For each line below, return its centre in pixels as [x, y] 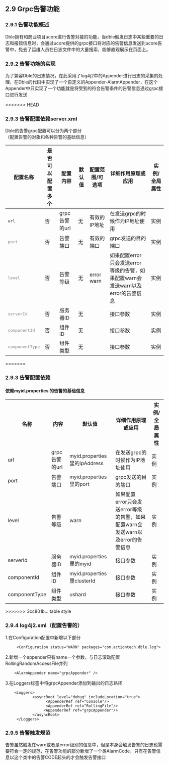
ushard [78, 595]
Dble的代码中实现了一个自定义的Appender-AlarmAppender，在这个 [88, 82]
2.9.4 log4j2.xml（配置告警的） [44, 625]
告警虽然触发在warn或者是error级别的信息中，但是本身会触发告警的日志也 [82, 745]
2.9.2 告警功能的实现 [30, 64]
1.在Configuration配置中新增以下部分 [43, 637]
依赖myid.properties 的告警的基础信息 [45, 390]
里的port [79, 484]
